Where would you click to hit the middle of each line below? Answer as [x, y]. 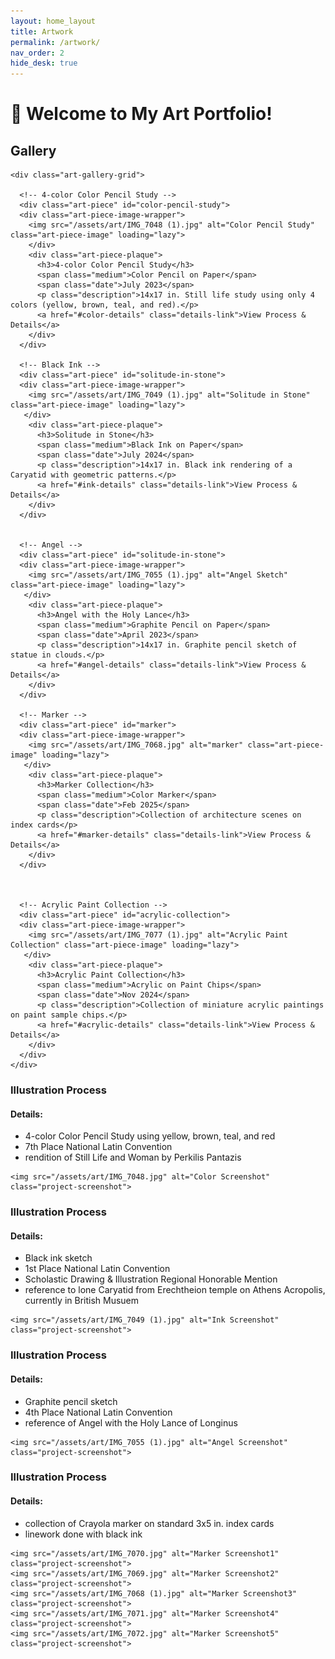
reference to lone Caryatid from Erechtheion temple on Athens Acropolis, [175, 1290]
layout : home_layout [53, 21]
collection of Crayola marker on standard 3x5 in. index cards [149, 1523]
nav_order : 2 [37, 53]
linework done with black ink [83, 1534]
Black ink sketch [58, 1258]
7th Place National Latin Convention [98, 1147]
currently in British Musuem [82, 1301]
